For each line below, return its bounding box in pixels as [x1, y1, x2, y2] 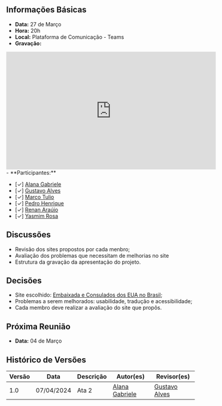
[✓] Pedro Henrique [14, 200, 64, 207]
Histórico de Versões [6, 355, 87, 365]
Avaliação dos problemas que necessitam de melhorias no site [14, 252, 169, 259]
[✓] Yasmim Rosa [14, 212, 59, 219]
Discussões [6, 230, 51, 240]
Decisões [6, 276, 42, 286]
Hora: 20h [14, 27, 41, 34]
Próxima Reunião [6, 321, 71, 331]
